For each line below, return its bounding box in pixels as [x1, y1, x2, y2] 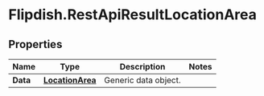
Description [119, 62, 166, 72]
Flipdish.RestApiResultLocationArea [8, 6, 258, 24]
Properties [8, 38, 63, 51]
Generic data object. [104, 74, 181, 86]
